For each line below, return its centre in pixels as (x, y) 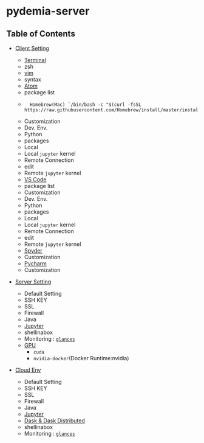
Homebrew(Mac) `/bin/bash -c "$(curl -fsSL (85, 105)
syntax (32, 79)
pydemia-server (48, 11)
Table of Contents (41, 34)
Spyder (33, 250)
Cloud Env (28, 370)
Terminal (35, 60)
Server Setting (33, 282)
